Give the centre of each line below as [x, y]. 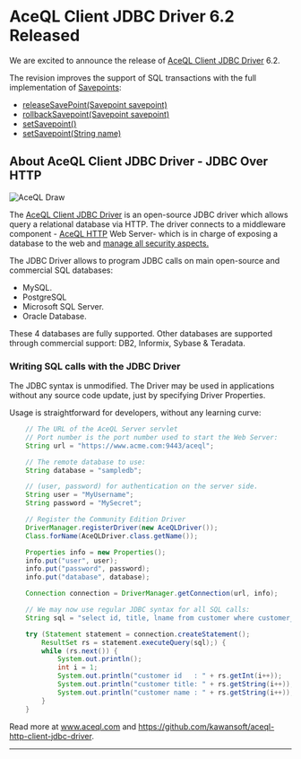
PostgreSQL [44, 297]
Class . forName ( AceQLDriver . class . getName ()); [112, 536]
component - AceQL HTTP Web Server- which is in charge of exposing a [144, 233]
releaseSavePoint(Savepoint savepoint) [95, 104]
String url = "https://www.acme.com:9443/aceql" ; [120, 446]
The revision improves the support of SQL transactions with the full [133, 77]
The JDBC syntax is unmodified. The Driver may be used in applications [142, 386]
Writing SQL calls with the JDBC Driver [95, 366]
